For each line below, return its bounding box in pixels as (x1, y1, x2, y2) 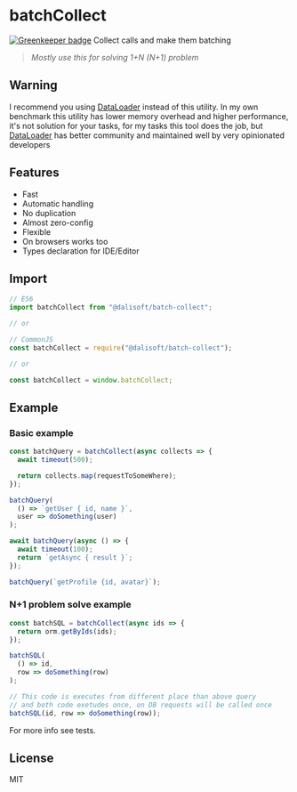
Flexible (21, 226, 52, 237)
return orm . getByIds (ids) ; (17, 626, 117, 636)
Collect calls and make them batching (92, 35, 231, 45)
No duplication (21, 207, 76, 218)
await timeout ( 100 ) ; (17, 545, 93, 554)
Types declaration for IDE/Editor (21, 246, 140, 256)
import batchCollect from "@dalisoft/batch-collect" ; (9, 303, 213, 312)
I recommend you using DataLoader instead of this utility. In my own (9, 101, 259, 112)
